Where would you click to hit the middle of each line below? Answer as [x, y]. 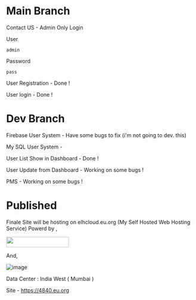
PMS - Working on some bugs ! [45, 181]
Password [18, 61]
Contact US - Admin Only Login [45, 27]
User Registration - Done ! [38, 83]
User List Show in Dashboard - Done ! [53, 158]
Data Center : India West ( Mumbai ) [50, 279]
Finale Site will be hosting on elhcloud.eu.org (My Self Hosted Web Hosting [98, 222]
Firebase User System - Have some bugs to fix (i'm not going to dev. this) [96, 135]
